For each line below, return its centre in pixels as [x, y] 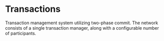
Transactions [33, 9]
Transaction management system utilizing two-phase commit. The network [82, 23]
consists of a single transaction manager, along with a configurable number [82, 28]
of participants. [21, 33]
